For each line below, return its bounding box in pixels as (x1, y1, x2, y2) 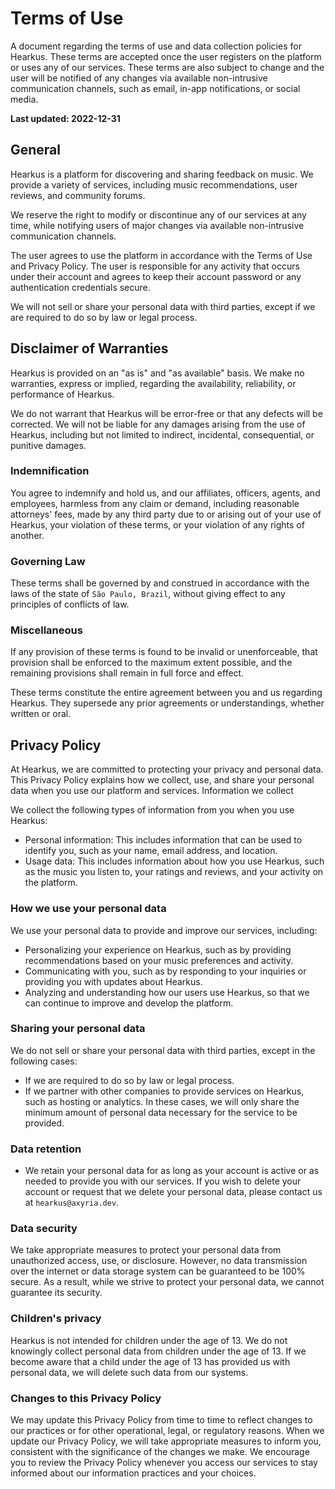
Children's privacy (10, 1312, 102, 1326)
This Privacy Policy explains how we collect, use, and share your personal (10, 774, 315, 786)
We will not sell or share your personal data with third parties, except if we (10, 300, 316, 312)
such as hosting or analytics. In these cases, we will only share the (24, 1095, 300, 1107)
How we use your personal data (10, 902, 167, 916)
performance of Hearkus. (10, 388, 115, 400)
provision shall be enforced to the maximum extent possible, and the (10, 657, 293, 669)
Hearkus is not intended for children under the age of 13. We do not (10, 1334, 288, 1346)
